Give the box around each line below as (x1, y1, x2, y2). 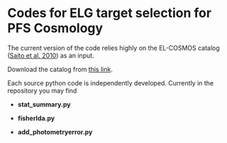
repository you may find (7, 86, 77, 95)
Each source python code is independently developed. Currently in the (7, 78, 214, 87)
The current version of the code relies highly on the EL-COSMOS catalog (7, 43, 220, 52)
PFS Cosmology (7, 20, 104, 36)
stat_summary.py (17, 100, 71, 108)
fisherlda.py (17, 114, 55, 122)
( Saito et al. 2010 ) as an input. (7, 51, 94, 60)
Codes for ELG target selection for (7, 5, 211, 21)
